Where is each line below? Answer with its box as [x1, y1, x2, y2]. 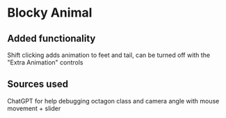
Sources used [7, 78, 68, 90]
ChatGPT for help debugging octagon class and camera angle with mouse [7, 96, 220, 105]
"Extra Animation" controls [7, 58, 83, 67]
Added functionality [7, 33, 96, 44]
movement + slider [7, 104, 61, 112]
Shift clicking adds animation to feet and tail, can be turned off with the [7, 51, 211, 59]
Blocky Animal [7, 5, 92, 21]
